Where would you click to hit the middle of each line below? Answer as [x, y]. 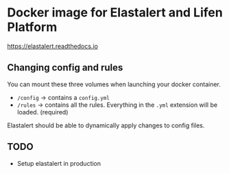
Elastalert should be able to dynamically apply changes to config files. [106, 125]
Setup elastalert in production [59, 163]
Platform [32, 27]
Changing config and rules [65, 67]
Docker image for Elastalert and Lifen [115, 13]
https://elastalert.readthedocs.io [52, 46]
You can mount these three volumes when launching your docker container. [114, 84]
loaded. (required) [43, 112]
